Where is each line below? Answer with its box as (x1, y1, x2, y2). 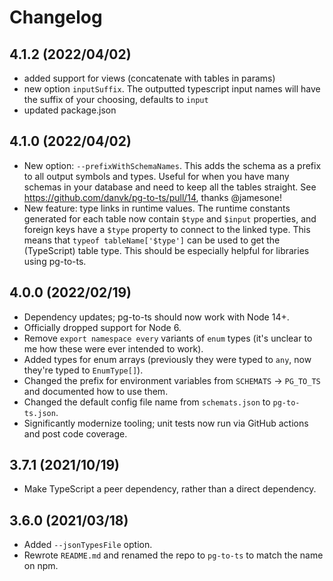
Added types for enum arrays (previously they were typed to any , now (23, 353, 312, 365)
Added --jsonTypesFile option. (23, 539, 153, 551)
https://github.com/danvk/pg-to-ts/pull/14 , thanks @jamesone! (23, 191, 283, 203)
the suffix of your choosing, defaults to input (23, 94, 209, 105)
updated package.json (23, 104, 117, 116)
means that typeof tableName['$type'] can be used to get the (23, 234, 281, 246)
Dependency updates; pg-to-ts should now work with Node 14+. (23, 311, 290, 323)
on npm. (23, 560, 59, 572)
